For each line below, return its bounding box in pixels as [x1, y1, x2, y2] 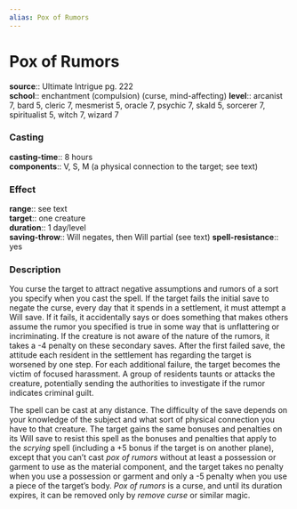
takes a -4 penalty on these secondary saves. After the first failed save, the [9, 340, 285, 351]
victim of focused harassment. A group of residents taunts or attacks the [9, 368, 276, 379]
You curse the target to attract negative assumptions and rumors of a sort [9, 284, 279, 295]
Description [9, 263, 61, 276]
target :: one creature [9, 213, 86, 223]
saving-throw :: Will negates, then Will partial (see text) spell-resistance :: [9, 232, 279, 243]
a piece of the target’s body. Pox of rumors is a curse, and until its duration [9, 481, 283, 491]
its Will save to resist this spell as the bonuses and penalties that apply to [9, 433, 277, 444]
